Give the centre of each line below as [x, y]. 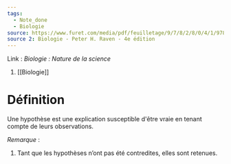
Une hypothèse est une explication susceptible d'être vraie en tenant [105, 119]
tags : [15, 13]
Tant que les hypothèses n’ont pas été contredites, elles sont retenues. [117, 153]
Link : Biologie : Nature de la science [59, 59]
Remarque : [23, 140]
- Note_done [31, 20]
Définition [36, 100]
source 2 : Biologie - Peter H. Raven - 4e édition [81, 39]
